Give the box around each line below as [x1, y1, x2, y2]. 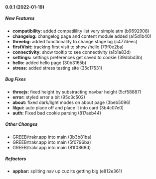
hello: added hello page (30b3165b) [12, 60, 87, 66]
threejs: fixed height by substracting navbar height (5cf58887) [12, 89, 142, 94]
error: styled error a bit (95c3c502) [12, 94, 86, 100]
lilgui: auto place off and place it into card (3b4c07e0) [12, 104, 124, 110]
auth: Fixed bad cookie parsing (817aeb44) [12, 110, 101, 116]
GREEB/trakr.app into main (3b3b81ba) [12, 134, 92, 140]
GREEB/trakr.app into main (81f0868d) [12, 144, 91, 150]
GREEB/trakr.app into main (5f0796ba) [12, 139, 91, 145]
